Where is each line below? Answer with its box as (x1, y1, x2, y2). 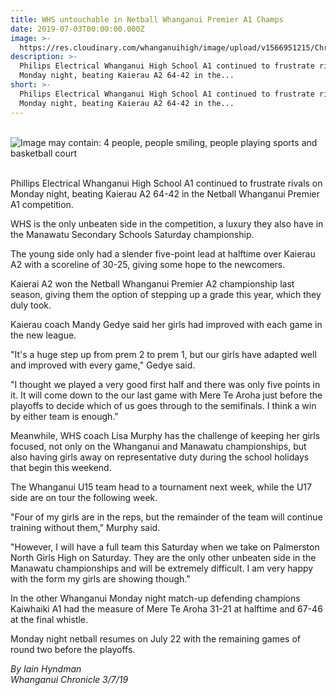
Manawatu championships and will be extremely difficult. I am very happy (10, 562, 314, 574)
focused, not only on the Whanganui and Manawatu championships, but (10, 440, 307, 452)
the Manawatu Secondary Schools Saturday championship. (10, 228, 255, 240)
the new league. (10, 329, 77, 341)
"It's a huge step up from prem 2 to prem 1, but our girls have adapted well (10, 348, 317, 360)
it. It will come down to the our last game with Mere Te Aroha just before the (10, 389, 323, 401)
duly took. (10, 299, 52, 311)
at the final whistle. (10, 613, 89, 625)
